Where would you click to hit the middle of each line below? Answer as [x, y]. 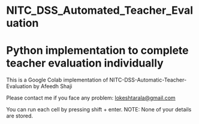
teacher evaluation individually [85, 63]
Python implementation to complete [97, 51]
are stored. [20, 116]
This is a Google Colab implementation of [57, 80]
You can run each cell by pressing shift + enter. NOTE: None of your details [99, 110]
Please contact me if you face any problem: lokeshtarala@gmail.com [91, 98]
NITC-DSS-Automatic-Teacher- [148, 80]
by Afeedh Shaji [53, 86]
